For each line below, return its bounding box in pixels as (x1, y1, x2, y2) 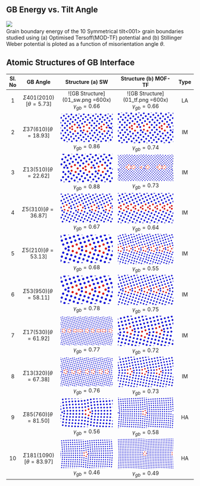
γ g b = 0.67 (73, 223, 101, 232)
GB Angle (26, 78, 51, 85)
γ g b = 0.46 (73, 469, 101, 477)
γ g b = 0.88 (73, 183, 101, 191)
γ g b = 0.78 (73, 305, 101, 313)
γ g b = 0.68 (73, 264, 101, 273)
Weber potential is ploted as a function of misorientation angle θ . (6, 40, 165, 47)
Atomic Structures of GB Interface (6, 58, 135, 68)
